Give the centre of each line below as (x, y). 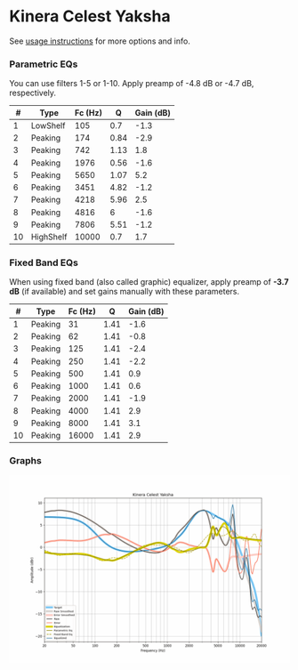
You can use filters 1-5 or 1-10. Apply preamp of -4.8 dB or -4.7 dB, (132, 84)
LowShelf (48, 125)
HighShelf (49, 237)
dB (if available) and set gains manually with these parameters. (125, 292)
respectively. (32, 93)
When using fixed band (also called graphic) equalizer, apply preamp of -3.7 (149, 282)
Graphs (25, 461)
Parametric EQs (44, 64)
